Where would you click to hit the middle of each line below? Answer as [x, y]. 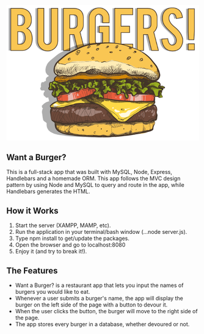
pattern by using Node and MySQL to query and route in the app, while [95, 185]
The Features [32, 270]
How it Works [32, 210]
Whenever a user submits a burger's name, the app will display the [99, 299]
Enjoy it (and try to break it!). [51, 252]
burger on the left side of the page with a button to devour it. [91, 305]
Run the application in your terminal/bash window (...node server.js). [101, 232]
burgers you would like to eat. [53, 292]
